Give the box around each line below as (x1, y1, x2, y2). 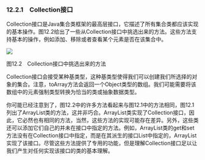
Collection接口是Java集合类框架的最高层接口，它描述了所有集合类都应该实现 (6, 20, 199, 28)
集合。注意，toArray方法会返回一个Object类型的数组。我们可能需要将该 (16, 81, 196, 88)
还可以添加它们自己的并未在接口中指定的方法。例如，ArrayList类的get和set (6, 124, 195, 132)
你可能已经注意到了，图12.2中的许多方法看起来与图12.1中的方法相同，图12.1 (6, 101, 195, 109)
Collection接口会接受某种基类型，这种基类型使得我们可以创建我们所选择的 (6, 73, 192, 81)
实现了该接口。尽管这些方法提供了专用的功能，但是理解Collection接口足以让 (6, 139, 198, 147)
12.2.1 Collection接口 (6, 5, 73, 13)
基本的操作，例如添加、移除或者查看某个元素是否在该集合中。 (11, 35, 167, 43)
